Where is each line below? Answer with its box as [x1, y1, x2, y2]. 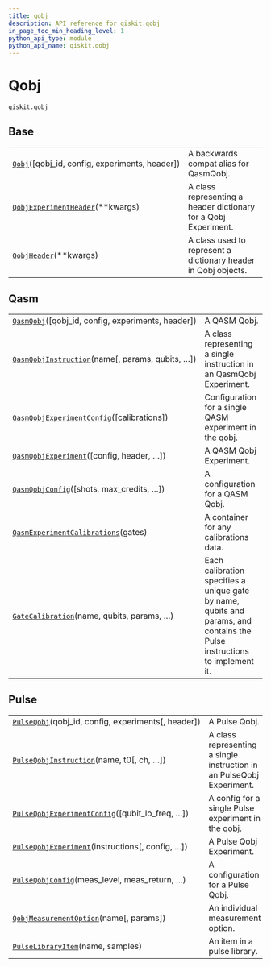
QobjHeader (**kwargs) [12, 249, 98, 260]
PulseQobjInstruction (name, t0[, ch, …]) [12, 754, 167, 766]
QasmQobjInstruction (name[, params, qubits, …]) [12, 353, 197, 364]
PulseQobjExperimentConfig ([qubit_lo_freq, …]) [12, 807, 190, 819]
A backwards [188, 147, 238, 159]
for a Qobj [188, 211, 226, 222]
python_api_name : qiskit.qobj [8, 42, 110, 50]
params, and [204, 615, 252, 626]
